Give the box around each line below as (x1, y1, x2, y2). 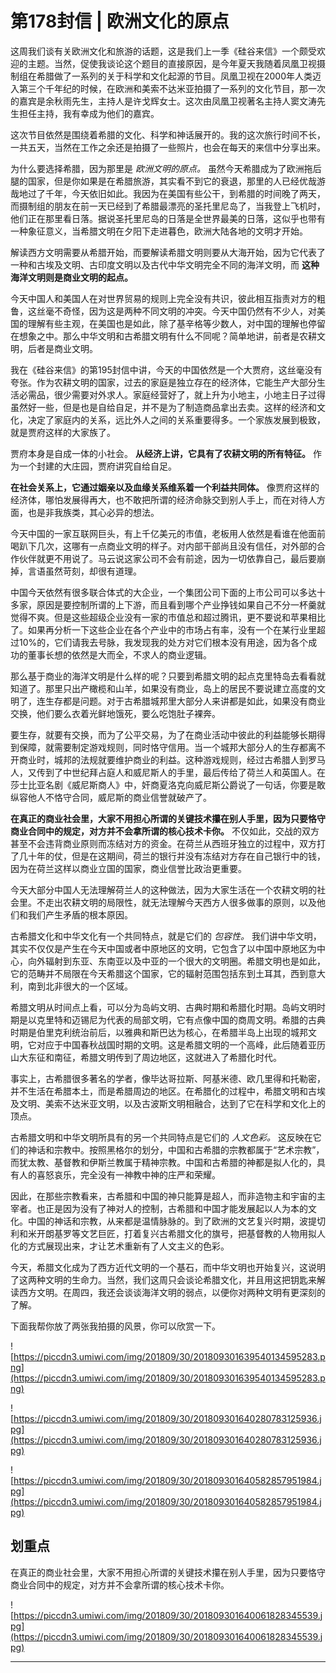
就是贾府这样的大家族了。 (10, 426, 116, 438)
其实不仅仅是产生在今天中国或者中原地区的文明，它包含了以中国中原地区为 (10, 942, 317, 954)
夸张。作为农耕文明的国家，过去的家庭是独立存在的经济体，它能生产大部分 (10, 376, 317, 388)
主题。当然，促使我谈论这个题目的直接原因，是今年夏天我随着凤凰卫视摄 (27, 57, 326, 69)
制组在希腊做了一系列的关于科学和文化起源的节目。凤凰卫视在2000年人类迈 (10, 70, 322, 82)
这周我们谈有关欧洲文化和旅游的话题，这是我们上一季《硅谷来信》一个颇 (10, 45, 308, 57)
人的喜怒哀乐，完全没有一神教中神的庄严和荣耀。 (18, 1168, 221, 1181)
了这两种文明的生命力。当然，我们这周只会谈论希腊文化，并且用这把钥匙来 (10, 1273, 317, 1286)
